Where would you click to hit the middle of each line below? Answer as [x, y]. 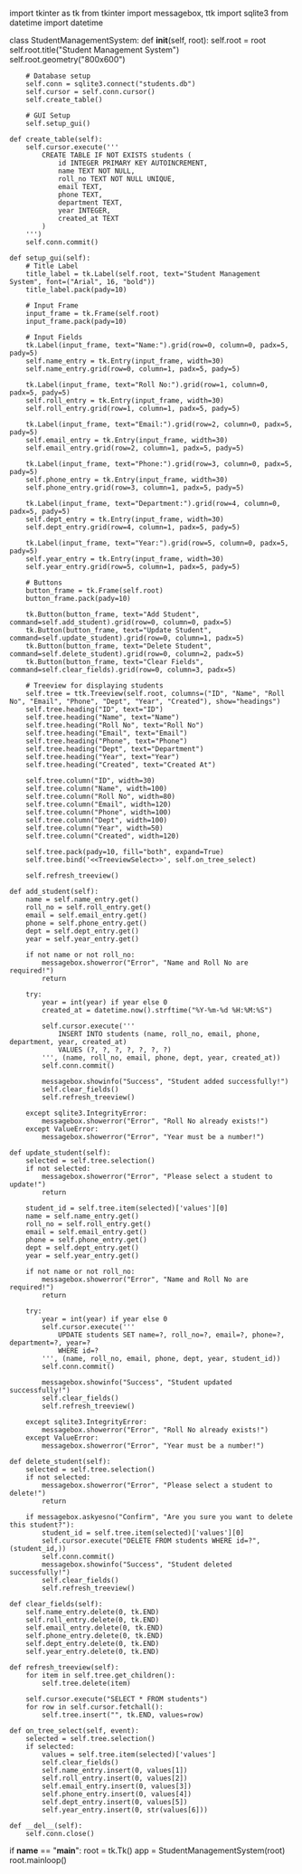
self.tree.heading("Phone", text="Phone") [107, 741]
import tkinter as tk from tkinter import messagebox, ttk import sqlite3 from [149, 13]
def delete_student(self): [60, 1461]
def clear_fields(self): [56, 1604]
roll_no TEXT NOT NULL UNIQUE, [117, 179]
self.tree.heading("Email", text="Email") [107, 733]
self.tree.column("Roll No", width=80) [101, 796]
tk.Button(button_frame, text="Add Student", [113, 614]
